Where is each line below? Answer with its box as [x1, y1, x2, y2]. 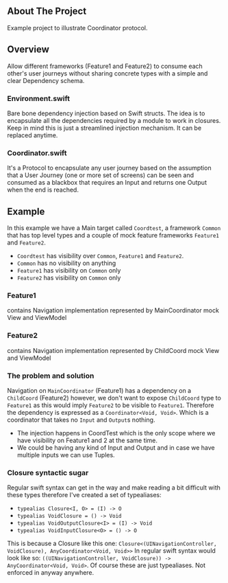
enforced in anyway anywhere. [7, 569, 94, 577]
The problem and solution [7, 371, 94, 380]
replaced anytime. [7, 130, 58, 139]
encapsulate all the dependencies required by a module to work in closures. [7, 116, 221, 124]
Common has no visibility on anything [16, 259, 116, 267]
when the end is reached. [7, 185, 79, 194]
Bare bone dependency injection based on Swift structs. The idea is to [7, 109, 205, 117]
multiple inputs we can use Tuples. [16, 450, 115, 459]
